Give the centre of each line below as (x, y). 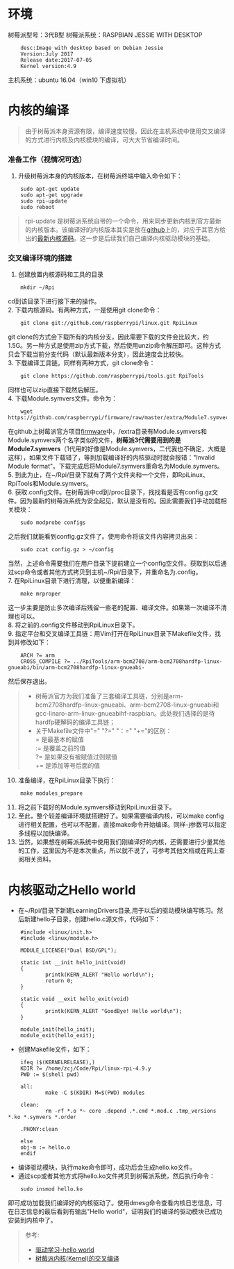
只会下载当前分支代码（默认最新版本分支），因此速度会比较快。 (98, 354)
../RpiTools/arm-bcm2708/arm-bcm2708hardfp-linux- (148, 662)
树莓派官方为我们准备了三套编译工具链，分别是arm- (109, 696)
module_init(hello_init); (58, 1030)
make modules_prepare (51, 793)
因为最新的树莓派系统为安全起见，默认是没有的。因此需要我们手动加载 (120, 501)
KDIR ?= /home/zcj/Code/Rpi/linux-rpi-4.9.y (86, 1069)
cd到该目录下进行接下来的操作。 (54, 301)
